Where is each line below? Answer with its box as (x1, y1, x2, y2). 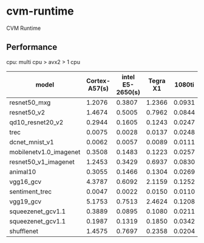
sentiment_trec (9, 187, 52, 195)
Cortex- (86, 76, 110, 85)
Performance (6, 42, 58, 52)
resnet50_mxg (9, 98, 51, 107)
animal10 (9, 167, 36, 176)
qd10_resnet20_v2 (9, 118, 64, 126)
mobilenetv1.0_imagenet (9, 147, 81, 156)
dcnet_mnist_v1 (9, 138, 55, 146)
